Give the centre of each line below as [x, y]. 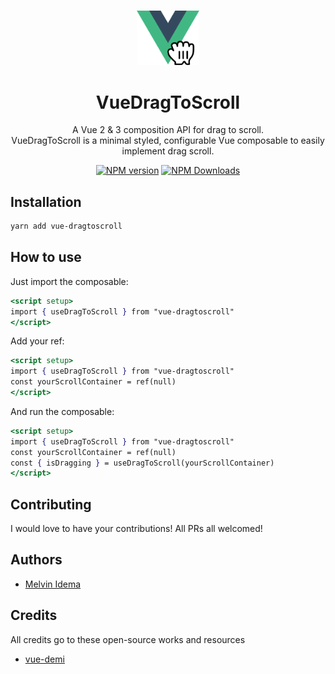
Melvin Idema [53, 584]
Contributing [51, 504]
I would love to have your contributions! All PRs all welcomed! [136, 529]
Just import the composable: [69, 281]
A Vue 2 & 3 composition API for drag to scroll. [168, 130]
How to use [46, 257]
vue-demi [44, 659]
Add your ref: [37, 341]
